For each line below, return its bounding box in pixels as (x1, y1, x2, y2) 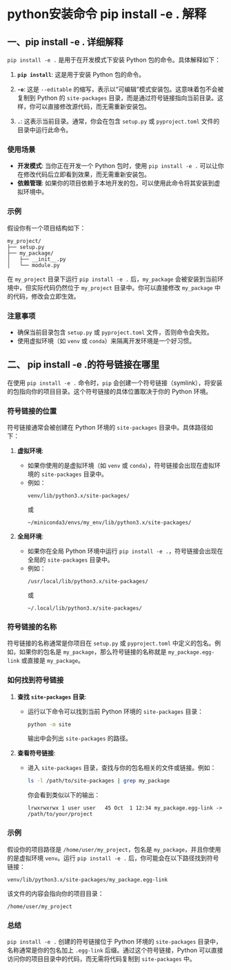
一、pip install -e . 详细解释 (7, 36, 123, 48)
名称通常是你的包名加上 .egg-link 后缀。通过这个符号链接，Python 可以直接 (7, 946, 223, 954)
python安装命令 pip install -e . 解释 (7, 6, 207, 22)
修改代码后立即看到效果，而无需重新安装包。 (23, 170, 150, 179)
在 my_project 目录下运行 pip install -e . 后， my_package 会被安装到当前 (7, 275, 218, 283)
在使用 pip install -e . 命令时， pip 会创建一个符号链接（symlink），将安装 (7, 378, 223, 387)
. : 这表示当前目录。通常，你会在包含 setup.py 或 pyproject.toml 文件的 (17, 117, 220, 125)
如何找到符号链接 (7, 675, 64, 685)
